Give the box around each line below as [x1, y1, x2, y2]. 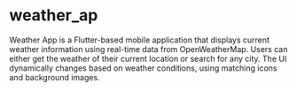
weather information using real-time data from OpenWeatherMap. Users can [9, 43, 288, 54]
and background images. [9, 72, 100, 82]
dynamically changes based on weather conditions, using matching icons [9, 63, 277, 73]
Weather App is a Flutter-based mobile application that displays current [9, 34, 270, 45]
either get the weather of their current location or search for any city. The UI [9, 53, 287, 64]
